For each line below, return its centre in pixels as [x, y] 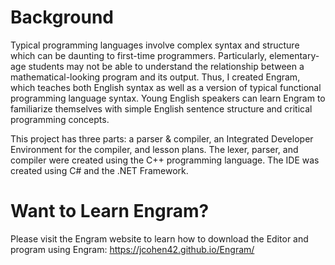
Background [62, 17]
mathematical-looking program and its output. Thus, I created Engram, [155, 77]
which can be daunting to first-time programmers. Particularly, [139, 55]
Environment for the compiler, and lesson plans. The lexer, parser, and [154, 149]
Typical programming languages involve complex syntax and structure [155, 45]
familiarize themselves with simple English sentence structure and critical [161, 108]
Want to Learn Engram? [110, 211]
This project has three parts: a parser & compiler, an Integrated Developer [162, 138]
